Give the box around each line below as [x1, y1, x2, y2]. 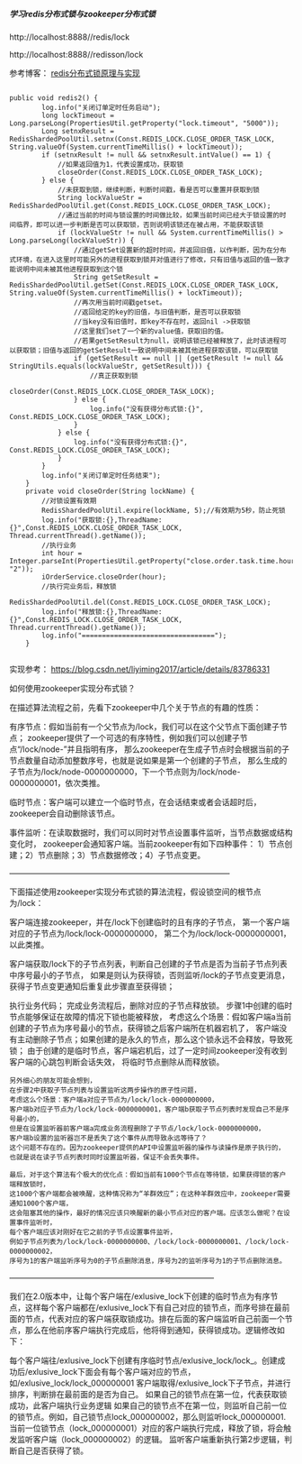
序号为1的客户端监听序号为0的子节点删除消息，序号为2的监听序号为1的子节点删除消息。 [9, 1256, 287, 1266]
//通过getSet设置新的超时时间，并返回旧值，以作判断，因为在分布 [73, 245, 287, 254]
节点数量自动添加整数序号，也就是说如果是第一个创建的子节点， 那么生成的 [9, 755, 288, 765]
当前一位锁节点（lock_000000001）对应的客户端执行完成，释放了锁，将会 [9, 1423, 284, 1433]
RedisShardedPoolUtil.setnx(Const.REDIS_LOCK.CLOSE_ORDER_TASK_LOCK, [9, 134, 276, 143]
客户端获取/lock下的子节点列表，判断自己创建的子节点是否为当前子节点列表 [9, 958, 288, 969]
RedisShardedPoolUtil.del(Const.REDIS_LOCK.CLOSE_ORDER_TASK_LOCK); [9, 598, 271, 607]
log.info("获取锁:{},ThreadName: [41, 515, 163, 525]
